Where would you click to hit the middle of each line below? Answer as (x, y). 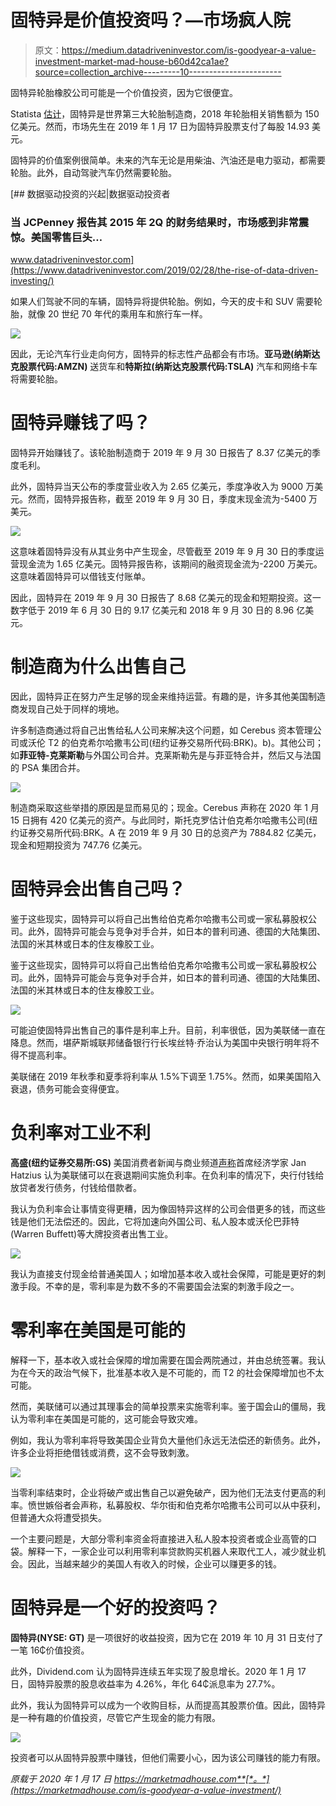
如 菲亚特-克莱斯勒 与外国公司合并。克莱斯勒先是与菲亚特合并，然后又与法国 (166, 755)
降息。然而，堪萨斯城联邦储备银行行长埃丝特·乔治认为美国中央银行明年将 (161, 1043)
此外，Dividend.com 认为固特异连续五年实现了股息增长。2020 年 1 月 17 (158, 1671)
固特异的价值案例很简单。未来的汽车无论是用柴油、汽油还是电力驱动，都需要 (168, 160)
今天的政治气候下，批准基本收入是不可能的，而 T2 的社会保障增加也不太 (176, 1372)
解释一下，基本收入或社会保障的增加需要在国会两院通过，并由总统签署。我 (163, 1360)
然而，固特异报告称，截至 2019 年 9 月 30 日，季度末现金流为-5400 (167, 499)
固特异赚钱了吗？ (81, 423)
